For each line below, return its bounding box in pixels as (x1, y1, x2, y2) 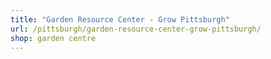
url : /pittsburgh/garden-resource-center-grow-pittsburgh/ (10, 24, 262, 34)
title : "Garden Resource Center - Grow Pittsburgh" (10, 14, 230, 25)
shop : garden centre (10, 33, 97, 43)
